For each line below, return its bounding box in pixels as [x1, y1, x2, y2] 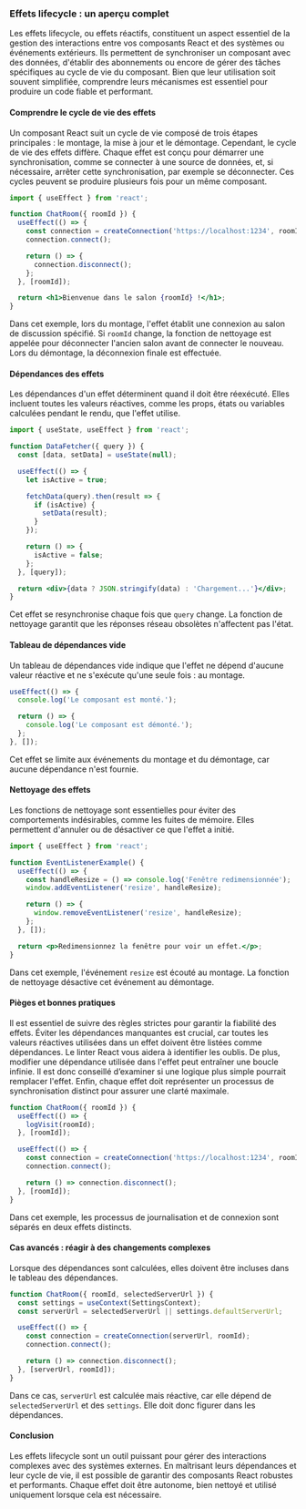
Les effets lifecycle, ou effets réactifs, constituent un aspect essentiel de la [9, 28, 291, 39]
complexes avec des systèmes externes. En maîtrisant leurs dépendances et [9, 1460, 298, 1471]
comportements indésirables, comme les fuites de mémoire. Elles [9, 814, 255, 825]
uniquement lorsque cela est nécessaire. [9, 1489, 162, 1500]
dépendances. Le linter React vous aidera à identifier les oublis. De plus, [9, 1046, 280, 1057]
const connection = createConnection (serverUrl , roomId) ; [25, 1331, 250, 1341]
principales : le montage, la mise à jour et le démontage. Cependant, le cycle [9, 137, 297, 148]
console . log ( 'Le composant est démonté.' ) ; [25, 721, 194, 730]
